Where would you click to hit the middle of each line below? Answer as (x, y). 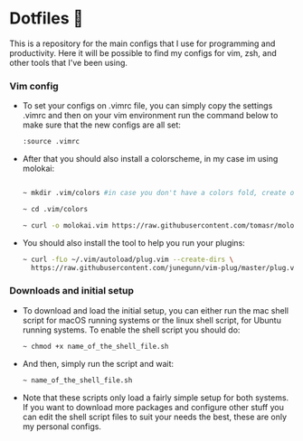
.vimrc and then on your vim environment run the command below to (150, 116)
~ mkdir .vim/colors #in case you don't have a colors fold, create (154, 193)
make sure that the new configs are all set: (101, 125)
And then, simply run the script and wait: (98, 363)
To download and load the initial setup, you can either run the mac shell (156, 310)
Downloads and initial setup (71, 291)
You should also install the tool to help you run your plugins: (134, 242)
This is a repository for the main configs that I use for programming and (142, 43)
